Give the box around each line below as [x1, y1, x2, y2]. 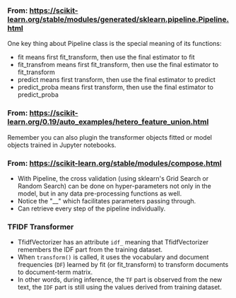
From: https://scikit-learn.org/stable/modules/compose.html [7, 158, 222, 168]
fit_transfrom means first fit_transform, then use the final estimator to [17, 61, 219, 69]
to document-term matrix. [17, 268, 93, 277]
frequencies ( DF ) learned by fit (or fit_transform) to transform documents [17, 261, 229, 269]
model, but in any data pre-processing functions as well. [17, 189, 182, 198]
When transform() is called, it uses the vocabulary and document [17, 253, 209, 261]
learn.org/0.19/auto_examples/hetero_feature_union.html [7, 117, 209, 127]
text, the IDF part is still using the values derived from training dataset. [17, 283, 223, 292]
